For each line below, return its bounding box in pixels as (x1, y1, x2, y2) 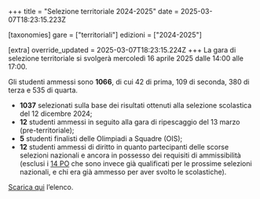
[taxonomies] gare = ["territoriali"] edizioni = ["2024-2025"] (8, 31, 203, 39)
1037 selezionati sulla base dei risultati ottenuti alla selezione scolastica (19, 101, 252, 110)
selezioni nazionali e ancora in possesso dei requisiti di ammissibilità (19, 150, 241, 160)
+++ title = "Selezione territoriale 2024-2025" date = (8, 7, 179, 16)
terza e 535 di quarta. (8, 85, 79, 95)
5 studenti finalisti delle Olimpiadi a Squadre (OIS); (19, 134, 183, 143)
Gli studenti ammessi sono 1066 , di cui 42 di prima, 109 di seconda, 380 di (8, 78, 250, 86)
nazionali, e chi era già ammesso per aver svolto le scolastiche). (19, 168, 227, 176)
